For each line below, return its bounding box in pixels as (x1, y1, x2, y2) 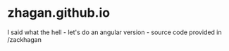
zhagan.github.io (7, 5, 111, 21)
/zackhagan (7, 35, 42, 43)
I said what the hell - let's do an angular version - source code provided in (7, 28, 222, 36)
